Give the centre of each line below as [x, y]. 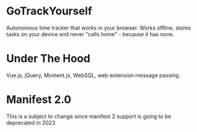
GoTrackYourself [49, 11]
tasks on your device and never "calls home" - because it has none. [90, 34]
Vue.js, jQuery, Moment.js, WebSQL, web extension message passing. [93, 75]
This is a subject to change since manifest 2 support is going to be [89, 116]
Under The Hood [48, 59]
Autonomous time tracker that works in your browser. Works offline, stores [99, 28]
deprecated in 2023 [31, 122]
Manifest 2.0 [39, 100]
